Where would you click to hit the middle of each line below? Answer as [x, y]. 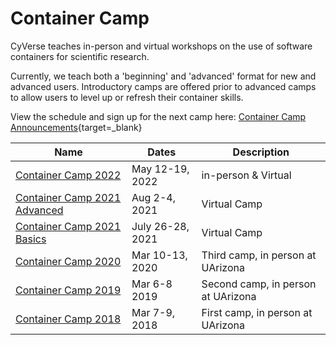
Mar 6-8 [152, 284]
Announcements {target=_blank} [76, 127]
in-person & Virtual [246, 175]
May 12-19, [160, 169]
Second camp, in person [259, 284]
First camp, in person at [257, 312]
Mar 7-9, [153, 312]
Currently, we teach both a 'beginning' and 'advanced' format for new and [163, 76]
